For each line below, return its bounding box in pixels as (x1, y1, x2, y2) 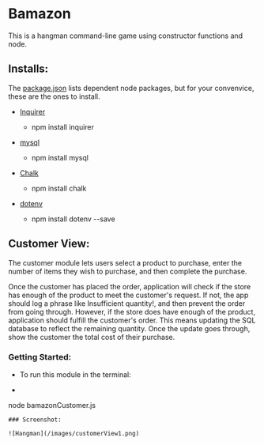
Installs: (8, 62, 49, 76)
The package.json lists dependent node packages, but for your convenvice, (8, 83, 255, 92)
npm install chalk (31, 183, 87, 193)
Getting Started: (8, 352, 72, 363)
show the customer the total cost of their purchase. (8, 332, 175, 341)
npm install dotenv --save (31, 214, 116, 224)
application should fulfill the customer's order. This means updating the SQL (8, 315, 256, 325)
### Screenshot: (8, 416, 62, 424)
